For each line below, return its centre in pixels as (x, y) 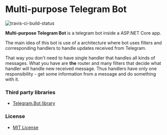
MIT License (26, 127)
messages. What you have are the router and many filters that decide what (83, 63)
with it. (12, 79)
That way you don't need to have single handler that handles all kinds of (80, 58)
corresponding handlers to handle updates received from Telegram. (76, 48)
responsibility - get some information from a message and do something (81, 74)
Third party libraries (30, 92)
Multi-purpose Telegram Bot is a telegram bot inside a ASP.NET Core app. (83, 33)
